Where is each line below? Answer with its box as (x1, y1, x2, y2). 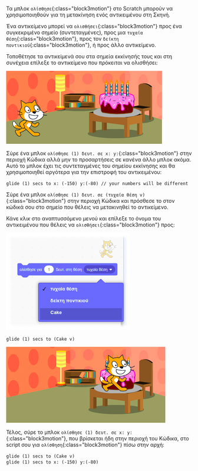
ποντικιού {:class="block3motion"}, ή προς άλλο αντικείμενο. (6, 41, 156, 48)
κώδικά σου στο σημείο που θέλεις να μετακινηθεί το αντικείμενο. (6, 203, 169, 210)
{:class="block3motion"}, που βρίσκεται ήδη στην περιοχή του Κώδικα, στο (6, 435, 190, 442)
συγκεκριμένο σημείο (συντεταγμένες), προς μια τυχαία (6, 29, 143, 36)
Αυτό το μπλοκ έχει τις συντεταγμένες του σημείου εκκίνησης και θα (6, 162, 176, 169)
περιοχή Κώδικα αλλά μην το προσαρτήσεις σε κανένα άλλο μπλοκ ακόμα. (6, 156, 192, 163)
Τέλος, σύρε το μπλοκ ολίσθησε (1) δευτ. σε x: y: (6, 429, 133, 436)
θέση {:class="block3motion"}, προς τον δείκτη (6, 35, 119, 42)
